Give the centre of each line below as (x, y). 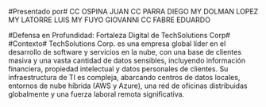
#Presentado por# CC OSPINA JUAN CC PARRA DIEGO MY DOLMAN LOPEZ (133, 11)
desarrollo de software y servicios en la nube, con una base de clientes (125, 52)
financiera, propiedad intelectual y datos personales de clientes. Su (118, 69)
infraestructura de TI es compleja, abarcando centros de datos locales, (124, 77)
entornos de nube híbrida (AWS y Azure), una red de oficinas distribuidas (128, 86)
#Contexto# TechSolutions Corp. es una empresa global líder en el (117, 44)
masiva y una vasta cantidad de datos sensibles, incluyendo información (127, 60)
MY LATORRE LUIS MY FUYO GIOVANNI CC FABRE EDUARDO (109, 20)
